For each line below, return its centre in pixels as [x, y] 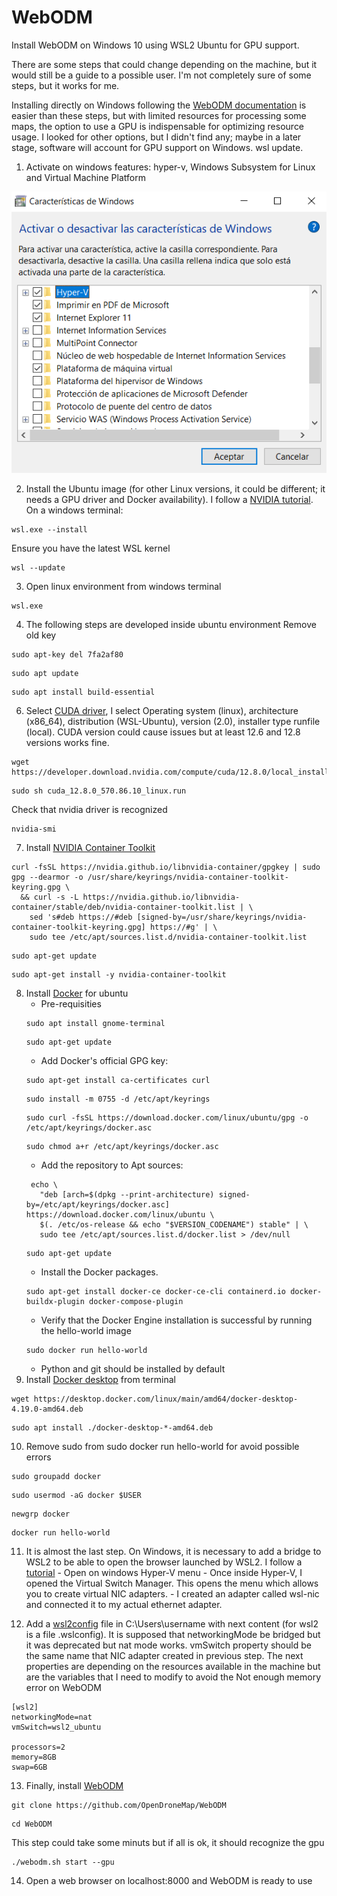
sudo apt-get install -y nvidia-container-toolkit [119, 975]
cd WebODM [32, 1824]
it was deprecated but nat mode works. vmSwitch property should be [168, 1645]
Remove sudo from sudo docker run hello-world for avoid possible [162, 1447]
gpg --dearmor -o [47, 877]
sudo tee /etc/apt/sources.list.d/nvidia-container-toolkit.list [168, 937]
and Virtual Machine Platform [85, 177]
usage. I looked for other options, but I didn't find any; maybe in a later [156, 137]
